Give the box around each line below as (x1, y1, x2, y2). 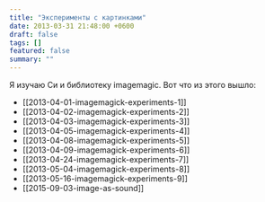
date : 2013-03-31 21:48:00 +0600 (9, 22, 135, 31)
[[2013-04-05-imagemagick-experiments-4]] (22, 126, 190, 136)
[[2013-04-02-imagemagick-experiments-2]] (22, 107, 190, 117)
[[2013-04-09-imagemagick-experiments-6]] (22, 145, 190, 155)
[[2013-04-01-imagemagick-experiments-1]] (22, 97, 187, 108)
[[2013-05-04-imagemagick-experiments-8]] (22, 163, 190, 174)
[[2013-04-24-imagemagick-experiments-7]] (22, 154, 190, 164)
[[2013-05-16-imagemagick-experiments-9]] (22, 173, 189, 184)
